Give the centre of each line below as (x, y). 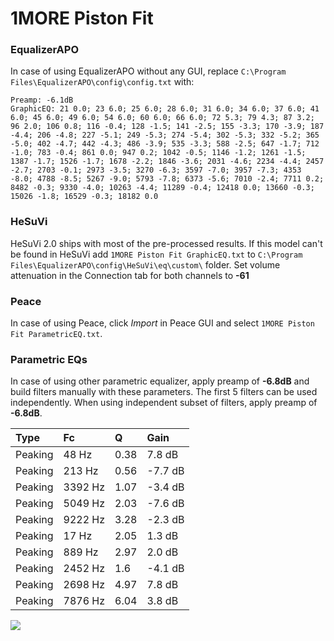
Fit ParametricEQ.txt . (56, 334)
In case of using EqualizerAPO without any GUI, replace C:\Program (148, 71)
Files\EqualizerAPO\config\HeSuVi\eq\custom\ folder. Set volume (145, 264)
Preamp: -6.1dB (42, 100)
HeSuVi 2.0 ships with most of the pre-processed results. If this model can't (166, 243)
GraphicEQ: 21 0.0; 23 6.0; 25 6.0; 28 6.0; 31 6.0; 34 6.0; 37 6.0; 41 (165, 109)
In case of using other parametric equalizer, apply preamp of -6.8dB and (160, 381)
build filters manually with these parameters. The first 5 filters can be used (164, 392)
